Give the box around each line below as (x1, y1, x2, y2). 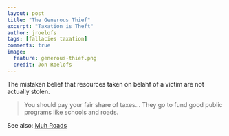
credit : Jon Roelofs (13, 61, 72, 68)
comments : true (7, 42, 51, 49)
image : (7, 49, 26, 56)
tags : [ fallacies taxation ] (7, 36, 88, 43)
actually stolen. (7, 87, 50, 95)
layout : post (7, 10, 45, 17)
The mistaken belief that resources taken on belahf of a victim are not (7, 80, 204, 88)
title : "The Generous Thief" (7, 16, 91, 23)
